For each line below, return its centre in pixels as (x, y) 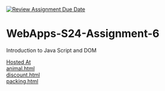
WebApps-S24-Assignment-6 (83, 34)
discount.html (23, 75)
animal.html (20, 68)
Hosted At (19, 62)
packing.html (22, 81)
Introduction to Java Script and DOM (52, 50)
